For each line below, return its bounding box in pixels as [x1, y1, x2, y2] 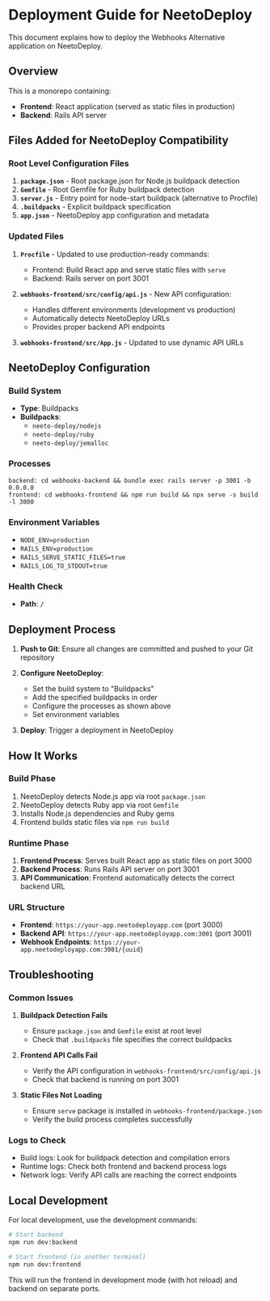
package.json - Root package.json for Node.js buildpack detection [19, 176, 240, 186]
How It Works [8, 749, 78, 762]
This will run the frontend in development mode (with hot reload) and [8, 1275, 238, 1285]
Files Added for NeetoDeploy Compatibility [8, 133, 229, 147]
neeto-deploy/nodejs [32, 422, 102, 430]
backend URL [19, 881, 66, 891]
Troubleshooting [8, 968, 95, 982]
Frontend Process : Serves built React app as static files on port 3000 [19, 855, 252, 866]
